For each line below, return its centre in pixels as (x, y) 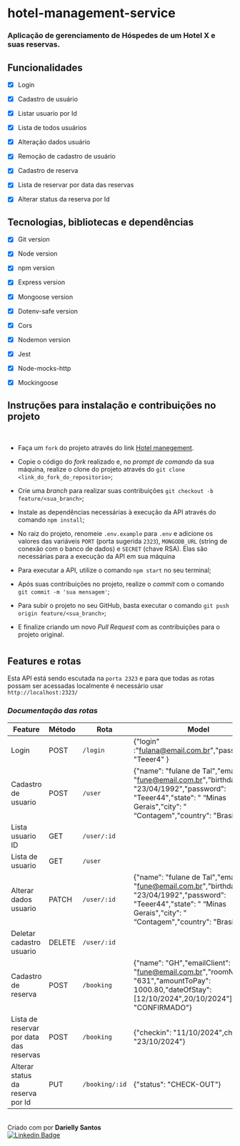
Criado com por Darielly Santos (54, 1127)
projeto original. (41, 634)
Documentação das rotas (52, 711)
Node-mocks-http (44, 368)
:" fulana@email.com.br (172, 750)
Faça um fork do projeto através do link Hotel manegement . (106, 447)
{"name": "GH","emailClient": (182, 962)
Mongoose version (45, 297)
